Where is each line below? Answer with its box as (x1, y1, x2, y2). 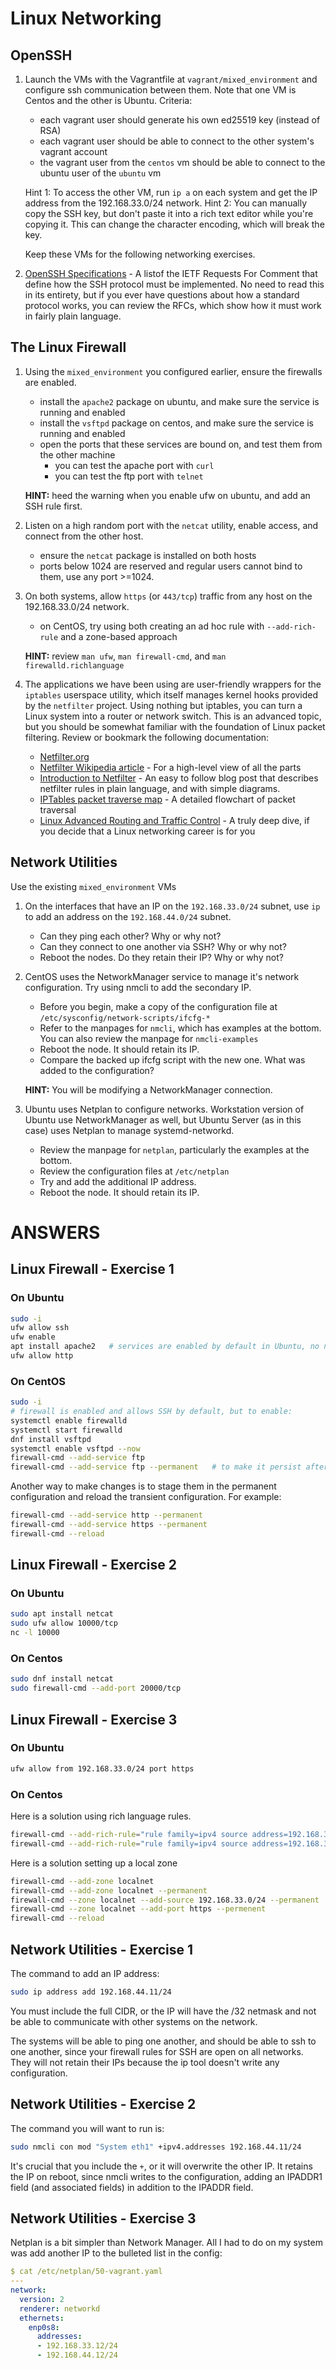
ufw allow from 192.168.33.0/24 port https (10, 1763, 195, 1774)
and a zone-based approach (60, 630, 178, 642)
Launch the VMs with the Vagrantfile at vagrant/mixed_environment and (24, 73, 318, 85)
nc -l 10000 (10, 1628, 60, 1638)
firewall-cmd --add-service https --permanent (10, 1520, 208, 1530)
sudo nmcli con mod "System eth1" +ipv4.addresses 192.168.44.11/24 (10, 2142, 302, 2152)
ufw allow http (10, 1351, 74, 1361)
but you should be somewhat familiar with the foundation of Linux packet (24, 720, 326, 732)
